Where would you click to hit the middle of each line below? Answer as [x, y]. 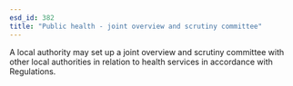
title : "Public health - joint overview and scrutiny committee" [136, 26]
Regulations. [33, 71]
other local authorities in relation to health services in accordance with [141, 62]
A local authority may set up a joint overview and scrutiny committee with [147, 52]
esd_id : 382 [32, 18]
